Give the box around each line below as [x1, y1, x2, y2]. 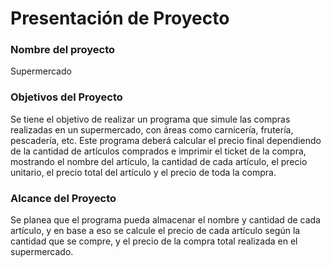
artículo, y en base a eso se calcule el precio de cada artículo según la [10, 225, 301, 237]
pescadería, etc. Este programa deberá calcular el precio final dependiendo [10, 134, 322, 146]
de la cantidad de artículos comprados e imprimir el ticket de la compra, [10, 145, 307, 157]
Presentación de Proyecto [10, 7, 230, 30]
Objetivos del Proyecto [10, 90, 123, 104]
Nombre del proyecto [10, 43, 116, 57]
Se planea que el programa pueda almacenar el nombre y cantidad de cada [10, 214, 321, 226]
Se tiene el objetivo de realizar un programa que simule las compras [10, 113, 291, 125]
